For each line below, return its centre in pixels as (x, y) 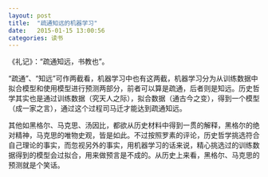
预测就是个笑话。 (36, 165)
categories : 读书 (36, 38)
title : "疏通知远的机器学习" (53, 23)
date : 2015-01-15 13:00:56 (57, 30)
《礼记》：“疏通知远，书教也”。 (59, 61)
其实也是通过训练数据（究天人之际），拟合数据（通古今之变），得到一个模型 (137, 98)
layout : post (30, 16)
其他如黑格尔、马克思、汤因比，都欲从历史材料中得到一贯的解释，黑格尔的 (130, 125)
